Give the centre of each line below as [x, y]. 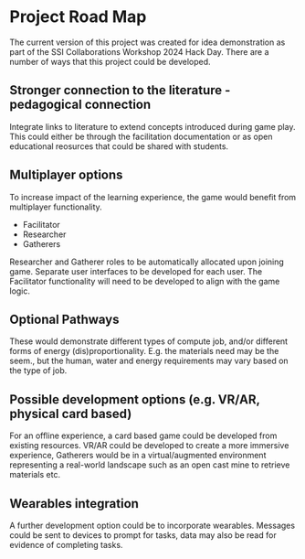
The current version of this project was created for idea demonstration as [147, 42]
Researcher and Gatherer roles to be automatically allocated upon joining [147, 262]
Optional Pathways [64, 319]
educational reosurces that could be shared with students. [119, 146]
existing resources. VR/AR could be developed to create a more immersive [149, 446]
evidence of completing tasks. [66, 545]
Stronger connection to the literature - [120, 90]
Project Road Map [78, 17]
